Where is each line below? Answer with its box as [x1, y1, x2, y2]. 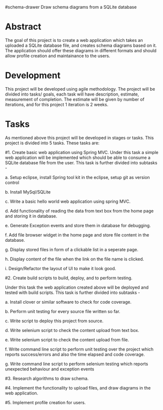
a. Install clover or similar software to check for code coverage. [5, 299, 132, 305]
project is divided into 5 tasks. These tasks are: [5, 140, 100, 146]
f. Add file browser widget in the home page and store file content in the [5, 232, 149, 238]
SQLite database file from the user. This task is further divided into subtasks [5, 159, 158, 165]
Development [5, 70, 61, 81]
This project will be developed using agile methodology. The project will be [5, 86, 155, 92]
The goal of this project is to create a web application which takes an [5, 37, 143, 43]
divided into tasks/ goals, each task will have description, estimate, [5, 91, 140, 97]
